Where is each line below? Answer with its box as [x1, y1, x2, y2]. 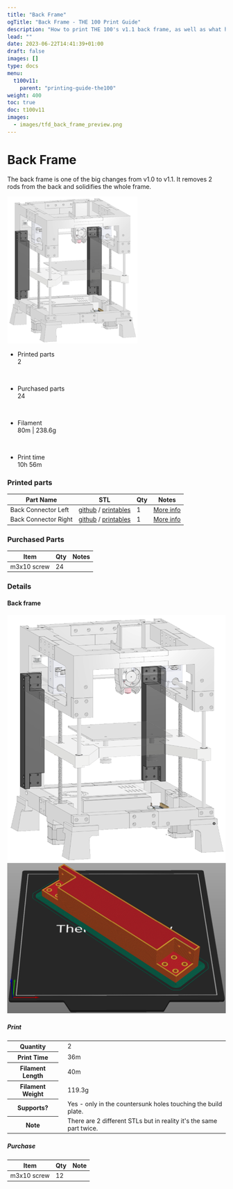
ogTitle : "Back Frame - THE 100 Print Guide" [7, 18, 141, 26]
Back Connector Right [10, 515, 73, 524]
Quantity [19, 1042, 46, 1051]
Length [22, 1071, 44, 1080]
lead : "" [7, 33, 33, 40]
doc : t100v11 [7, 106, 45, 114]
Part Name [25, 495, 58, 504]
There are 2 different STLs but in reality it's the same [67, 1116, 218, 1125]
